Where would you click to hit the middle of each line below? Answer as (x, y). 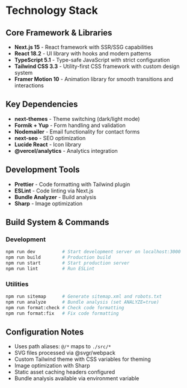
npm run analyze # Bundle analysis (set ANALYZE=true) (83, 302)
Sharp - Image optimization (48, 203)
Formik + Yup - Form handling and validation (70, 125)
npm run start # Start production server (68, 263)
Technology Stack (52, 11)
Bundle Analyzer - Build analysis (55, 197)
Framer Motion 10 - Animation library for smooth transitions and (94, 79)
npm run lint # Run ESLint (50, 268)
